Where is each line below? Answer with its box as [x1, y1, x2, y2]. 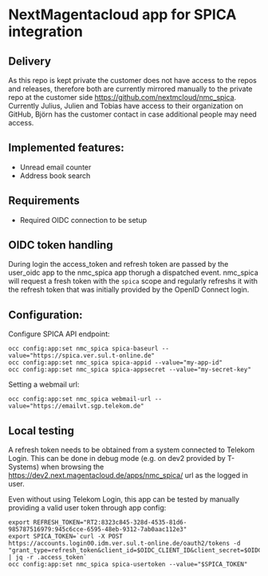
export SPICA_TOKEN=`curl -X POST [8, 533, 124, 541]
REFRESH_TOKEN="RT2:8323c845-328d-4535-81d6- [33, 518, 187, 526]
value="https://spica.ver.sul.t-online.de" [8, 352, 156, 360]
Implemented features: [8, 141, 125, 155]
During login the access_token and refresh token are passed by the [8, 260, 229, 269]
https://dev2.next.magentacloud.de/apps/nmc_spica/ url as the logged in [8, 471, 249, 480]
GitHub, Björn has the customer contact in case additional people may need [8, 109, 257, 119]
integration [8, 22, 84, 41]
